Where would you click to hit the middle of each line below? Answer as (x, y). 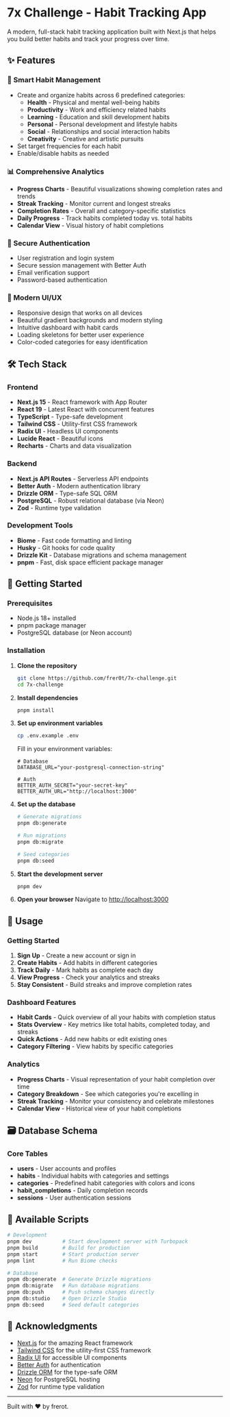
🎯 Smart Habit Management (54, 80)
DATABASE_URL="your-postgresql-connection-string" (91, 767)
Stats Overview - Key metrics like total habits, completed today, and (113, 1025)
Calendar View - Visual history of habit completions (90, 225)
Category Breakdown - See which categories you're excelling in (108, 1094)
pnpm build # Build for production (68, 1248)
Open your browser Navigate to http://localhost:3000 (93, 899)
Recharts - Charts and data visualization (74, 446)
